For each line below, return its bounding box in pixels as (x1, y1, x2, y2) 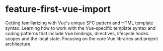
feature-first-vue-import (5, 3, 111, 15)
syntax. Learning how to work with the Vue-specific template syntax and (5, 25, 156, 31)
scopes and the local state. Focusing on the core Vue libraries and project (5, 36, 158, 42)
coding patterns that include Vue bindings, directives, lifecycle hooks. (5, 30, 150, 36)
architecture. (5, 41, 32, 47)
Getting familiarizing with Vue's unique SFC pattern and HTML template (5, 20, 153, 26)
